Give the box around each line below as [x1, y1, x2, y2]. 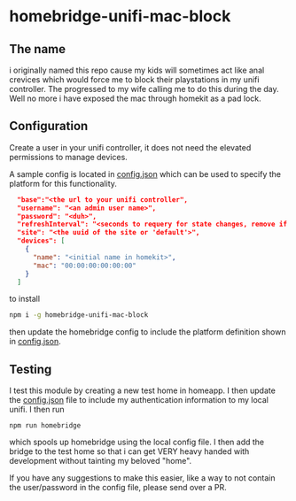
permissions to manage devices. [9, 151, 129, 162]
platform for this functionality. [9, 178, 118, 189]
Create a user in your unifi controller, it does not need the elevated [9, 142, 252, 152]
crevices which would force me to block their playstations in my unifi [9, 74, 260, 85]
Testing [9, 361, 52, 377]
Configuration [9, 119, 89, 134]
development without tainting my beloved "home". [9, 456, 192, 466]
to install [9, 294, 41, 304]
